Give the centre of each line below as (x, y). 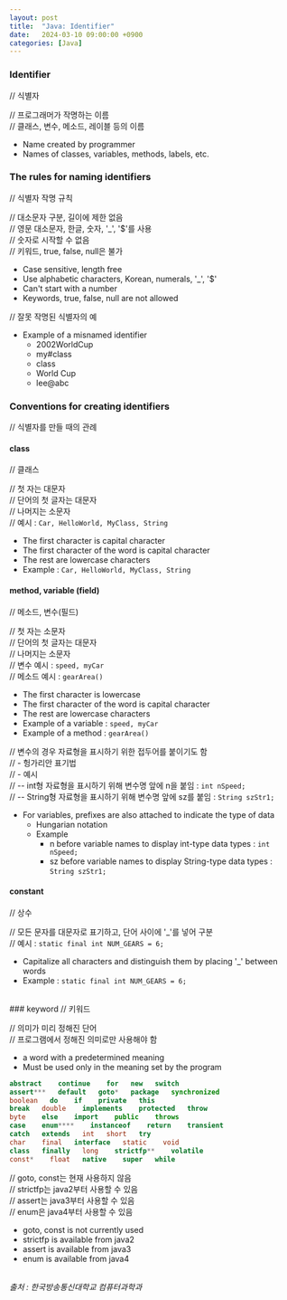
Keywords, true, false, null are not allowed (100, 298)
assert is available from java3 (77, 1248)
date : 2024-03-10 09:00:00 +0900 (76, 34)
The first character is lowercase (82, 694)
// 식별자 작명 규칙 (42, 198)
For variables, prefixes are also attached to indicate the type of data (148, 814)
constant (27, 891)
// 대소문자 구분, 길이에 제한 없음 (66, 217)
